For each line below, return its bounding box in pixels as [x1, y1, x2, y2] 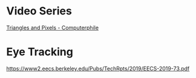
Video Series [6, 4, 73, 18]
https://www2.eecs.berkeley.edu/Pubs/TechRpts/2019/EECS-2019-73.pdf [6, 65, 190, 72]
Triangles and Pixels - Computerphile [6, 24, 99, 31]
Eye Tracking [6, 45, 74, 59]
